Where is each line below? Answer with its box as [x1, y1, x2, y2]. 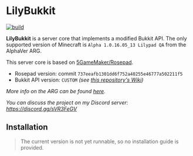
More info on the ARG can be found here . [6, 87, 106, 94]
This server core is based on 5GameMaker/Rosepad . [6, 59, 134, 66]
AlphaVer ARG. [6, 47, 42, 54]
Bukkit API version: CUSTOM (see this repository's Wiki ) [14, 76, 144, 83]
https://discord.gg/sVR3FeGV [6, 105, 77, 112]
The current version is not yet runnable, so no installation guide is [20, 138, 179, 145]
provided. [20, 144, 44, 151]
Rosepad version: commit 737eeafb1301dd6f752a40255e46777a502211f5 [14, 70, 183, 77]
